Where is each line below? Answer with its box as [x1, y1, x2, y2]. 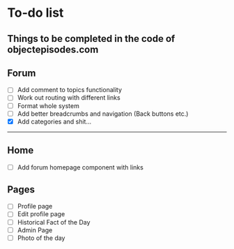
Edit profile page [17, 210, 65, 218]
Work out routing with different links [17, 93, 120, 102]
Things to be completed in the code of [7, 33, 175, 45]
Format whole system [17, 101, 80, 110]
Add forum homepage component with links [17, 163, 144, 172]
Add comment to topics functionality [17, 86, 123, 94]
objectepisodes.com [7, 43, 99, 55]
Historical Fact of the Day [17, 218, 91, 226]
